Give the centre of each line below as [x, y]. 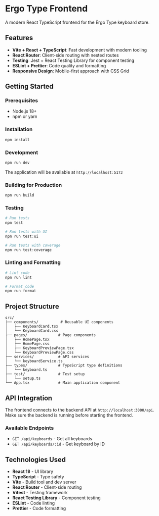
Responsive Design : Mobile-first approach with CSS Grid [71, 71]
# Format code [20, 286]
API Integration [29, 398]
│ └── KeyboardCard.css [32, 331]
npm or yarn [25, 116]
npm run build [20, 195]
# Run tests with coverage [33, 245]
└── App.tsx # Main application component [63, 383]
